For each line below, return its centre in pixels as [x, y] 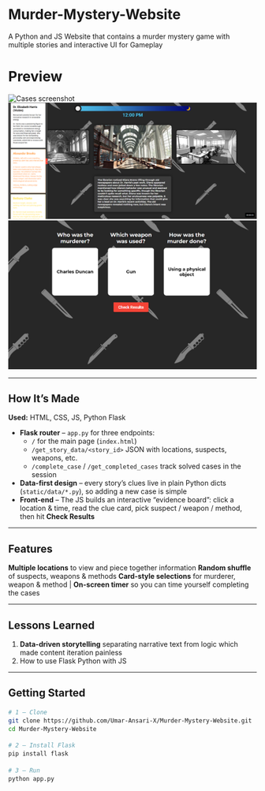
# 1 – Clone [28, 712]
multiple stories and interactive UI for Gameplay [86, 44]
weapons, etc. [54, 458]
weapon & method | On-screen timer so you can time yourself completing [129, 584]
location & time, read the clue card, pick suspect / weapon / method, [131, 508]
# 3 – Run [24, 770]
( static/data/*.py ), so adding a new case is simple [103, 491]
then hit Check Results [57, 517]
